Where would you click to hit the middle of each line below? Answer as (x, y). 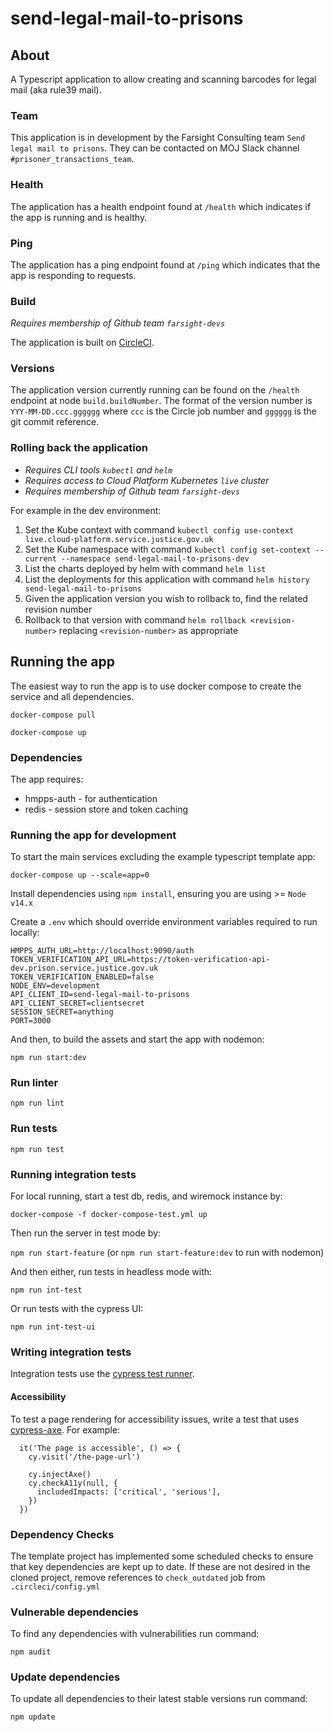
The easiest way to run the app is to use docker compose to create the (156, 686)
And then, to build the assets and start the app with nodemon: (137, 1039)
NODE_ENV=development (55, 986)
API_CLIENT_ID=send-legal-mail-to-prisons (100, 995)
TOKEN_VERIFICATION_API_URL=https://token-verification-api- (140, 960)
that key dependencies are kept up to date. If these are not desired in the (160, 1566)
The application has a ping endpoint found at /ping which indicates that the (165, 264)
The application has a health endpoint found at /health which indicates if (161, 206)
